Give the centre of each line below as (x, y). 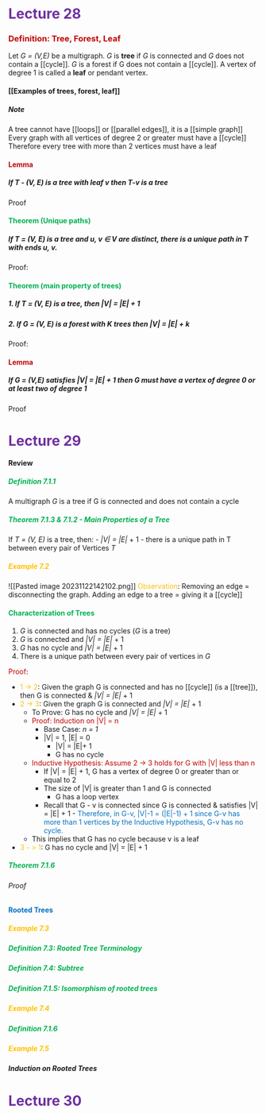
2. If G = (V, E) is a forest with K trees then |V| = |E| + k (99, 323)
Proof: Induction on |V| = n (75, 721)
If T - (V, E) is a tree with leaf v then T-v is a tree (88, 183)
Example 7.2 (29, 566)
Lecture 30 (45, 1100)
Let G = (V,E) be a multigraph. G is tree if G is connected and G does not (126, 56)
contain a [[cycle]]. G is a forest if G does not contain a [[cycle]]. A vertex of (132, 64)
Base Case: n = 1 (71, 729)
